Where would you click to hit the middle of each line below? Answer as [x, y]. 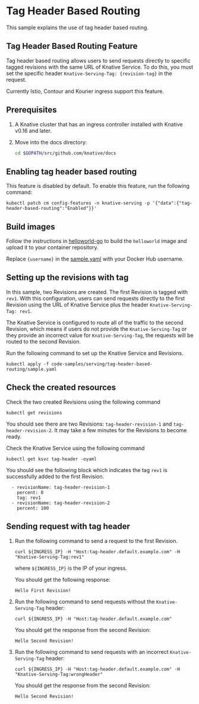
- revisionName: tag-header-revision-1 [61, 487]
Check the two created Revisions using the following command [83, 402]
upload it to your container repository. [53, 247]
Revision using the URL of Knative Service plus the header [78, 305]
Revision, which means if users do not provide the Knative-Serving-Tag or [97, 328]
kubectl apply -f [28, 364]
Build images [31, 227]
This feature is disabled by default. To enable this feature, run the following [98, 186]
